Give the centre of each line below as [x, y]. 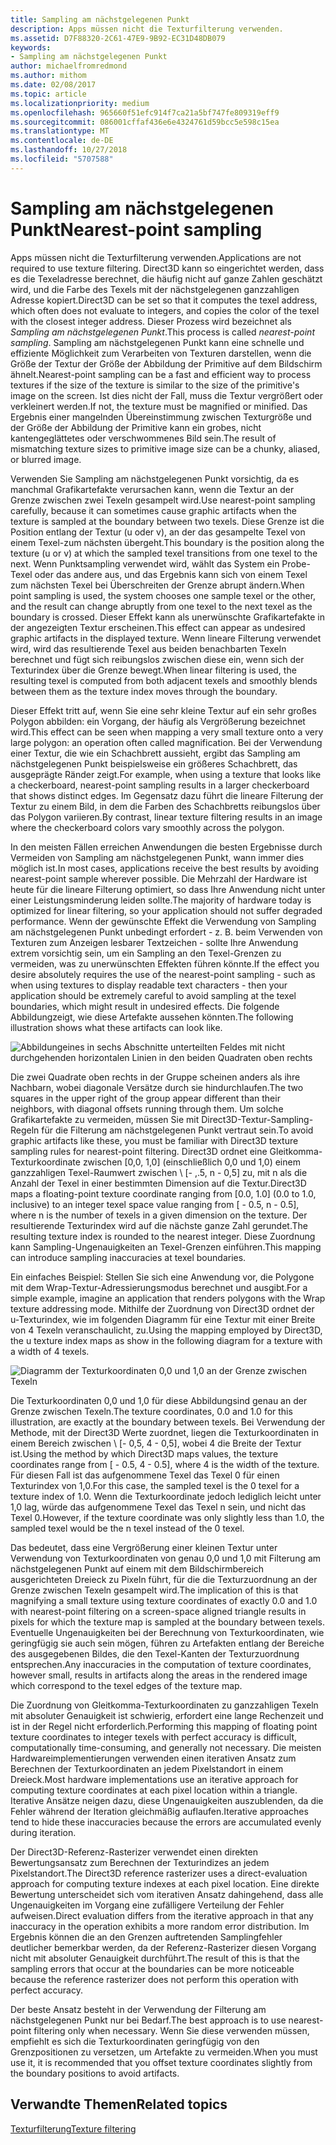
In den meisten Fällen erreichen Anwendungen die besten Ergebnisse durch [166, 847]
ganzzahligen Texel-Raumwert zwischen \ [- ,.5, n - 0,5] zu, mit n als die [159, 1172]
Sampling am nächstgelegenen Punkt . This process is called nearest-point [162, 332]
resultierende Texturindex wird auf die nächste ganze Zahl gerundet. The [159, 1225]
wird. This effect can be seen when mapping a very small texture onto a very [167, 732]
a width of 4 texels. [50, 1351]
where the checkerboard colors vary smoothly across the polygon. [147, 827]
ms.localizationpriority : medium [80, 103]
